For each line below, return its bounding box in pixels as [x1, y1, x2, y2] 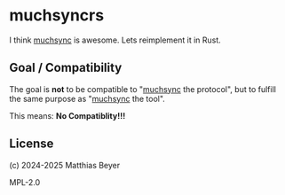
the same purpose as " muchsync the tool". [9, 93, 166, 104]
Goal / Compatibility [9, 60, 123, 75]
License [9, 136, 54, 152]
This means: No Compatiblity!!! [9, 110, 126, 121]
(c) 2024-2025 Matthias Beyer [9, 160, 121, 170]
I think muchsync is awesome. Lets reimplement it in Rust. [9, 35, 222, 45]
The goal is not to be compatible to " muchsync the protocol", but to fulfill [9, 83, 277, 94]
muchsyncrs [9, 5, 105, 26]
